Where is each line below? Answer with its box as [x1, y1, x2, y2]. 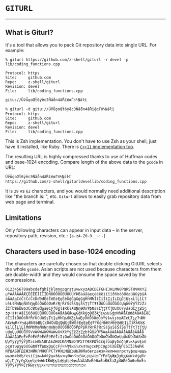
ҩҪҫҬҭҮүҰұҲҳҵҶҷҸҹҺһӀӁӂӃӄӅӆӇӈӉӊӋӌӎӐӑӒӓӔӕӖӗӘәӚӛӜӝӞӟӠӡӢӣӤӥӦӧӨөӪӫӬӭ [5, 358, 146, 363]
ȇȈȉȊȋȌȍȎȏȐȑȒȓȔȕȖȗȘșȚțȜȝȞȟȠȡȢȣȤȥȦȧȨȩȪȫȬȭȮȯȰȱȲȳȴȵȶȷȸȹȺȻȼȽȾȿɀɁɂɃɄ [5, 315, 146, 320]
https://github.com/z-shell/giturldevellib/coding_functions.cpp [5, 179, 147, 184]
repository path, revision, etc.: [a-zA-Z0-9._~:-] [5, 232, 106, 238]
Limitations [5, 213, 42, 222]
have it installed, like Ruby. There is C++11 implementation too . [5, 143, 135, 150]
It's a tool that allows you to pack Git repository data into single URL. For [5, 42, 157, 48]
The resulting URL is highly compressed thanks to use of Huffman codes [5, 153, 158, 159]
